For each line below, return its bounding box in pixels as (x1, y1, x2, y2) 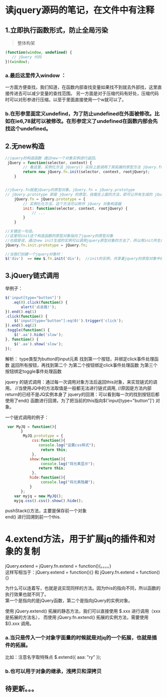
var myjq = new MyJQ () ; (14, 494, 64, 498)
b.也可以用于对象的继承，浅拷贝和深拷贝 (5, 668, 102, 675)
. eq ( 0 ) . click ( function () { (11, 299, 68, 305)
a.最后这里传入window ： (5, 72, 66, 79)
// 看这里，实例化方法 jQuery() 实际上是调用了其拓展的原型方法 (23, 165, 141, 170)
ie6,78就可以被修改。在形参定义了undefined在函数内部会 (15, 117, 153, 124)
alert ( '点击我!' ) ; (20, 304, 57, 309)
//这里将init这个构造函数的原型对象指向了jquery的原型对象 (5, 233, 113, 238)
